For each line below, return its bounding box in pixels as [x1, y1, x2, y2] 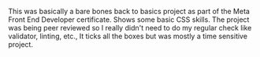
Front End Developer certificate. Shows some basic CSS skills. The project [8, 15, 250, 24]
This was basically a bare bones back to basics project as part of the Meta [8, 7, 251, 16]
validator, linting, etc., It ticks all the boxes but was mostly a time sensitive [8, 31, 248, 41]
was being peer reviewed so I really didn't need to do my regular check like [8, 23, 252, 32]
